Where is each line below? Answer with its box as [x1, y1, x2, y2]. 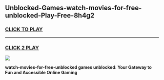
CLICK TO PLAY [5, 26, 43, 33]
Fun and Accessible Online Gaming [5, 69, 78, 75]
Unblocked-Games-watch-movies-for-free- [5, 4, 142, 12]
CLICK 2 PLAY [5, 44, 39, 51]
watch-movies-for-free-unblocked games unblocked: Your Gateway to [5, 64, 152, 70]
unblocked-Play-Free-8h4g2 [5, 12, 95, 20]
